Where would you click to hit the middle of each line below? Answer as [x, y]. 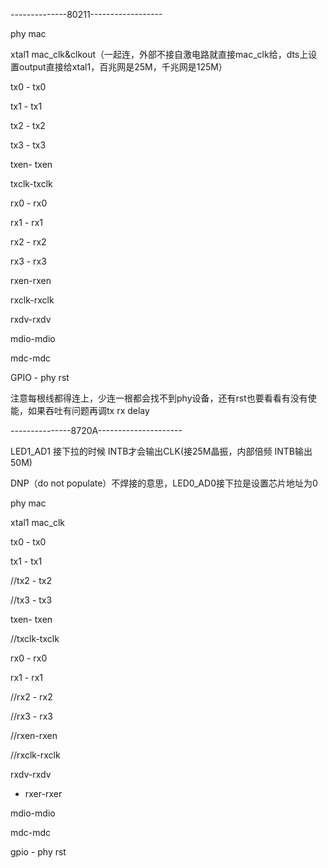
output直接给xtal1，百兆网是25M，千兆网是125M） [123, 67]
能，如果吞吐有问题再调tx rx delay [80, 410]
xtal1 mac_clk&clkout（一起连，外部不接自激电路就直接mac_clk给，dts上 [159, 54]
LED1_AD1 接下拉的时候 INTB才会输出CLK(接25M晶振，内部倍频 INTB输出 [161, 451]
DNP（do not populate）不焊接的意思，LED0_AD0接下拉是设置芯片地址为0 [164, 483]
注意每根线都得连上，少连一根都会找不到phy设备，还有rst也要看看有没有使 [163, 398]
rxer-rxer [43, 793]
